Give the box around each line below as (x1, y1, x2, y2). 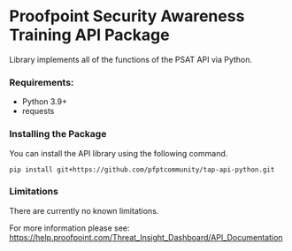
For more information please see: (9, 223, 130, 233)
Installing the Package (9, 128, 107, 141)
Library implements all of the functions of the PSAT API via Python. (9, 54, 253, 65)
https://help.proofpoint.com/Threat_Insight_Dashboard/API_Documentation (9, 232, 283, 242)
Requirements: (9, 76, 74, 88)
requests (21, 106, 55, 117)
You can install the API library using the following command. (9, 148, 228, 158)
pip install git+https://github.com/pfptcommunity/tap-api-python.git (9, 165, 275, 174)
